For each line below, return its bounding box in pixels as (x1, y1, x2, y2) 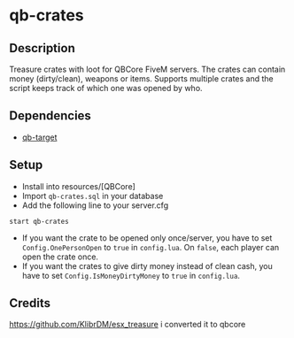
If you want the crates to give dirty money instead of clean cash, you (21, 260, 273, 271)
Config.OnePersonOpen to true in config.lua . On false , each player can (21, 242, 280, 252)
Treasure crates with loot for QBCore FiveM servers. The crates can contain (9, 64, 286, 74)
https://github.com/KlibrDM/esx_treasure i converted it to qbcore (9, 319, 246, 330)
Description (9, 41, 75, 56)
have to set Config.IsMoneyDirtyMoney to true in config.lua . (21, 270, 241, 280)
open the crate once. (21, 251, 99, 262)
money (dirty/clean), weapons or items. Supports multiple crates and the (9, 73, 275, 84)
